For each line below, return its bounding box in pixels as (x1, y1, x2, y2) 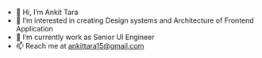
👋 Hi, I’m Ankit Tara (15, 8, 79, 16)
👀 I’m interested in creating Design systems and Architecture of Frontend (15, 16, 254, 25)
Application (15, 24, 54, 33)
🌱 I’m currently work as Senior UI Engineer (15, 32, 155, 42)
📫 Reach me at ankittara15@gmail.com (15, 42, 144, 50)
